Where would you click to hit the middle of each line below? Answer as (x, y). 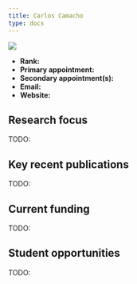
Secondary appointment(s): (67, 78)
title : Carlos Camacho (46, 16)
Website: (35, 95)
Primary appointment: (57, 70)
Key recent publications (68, 164)
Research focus (48, 120)
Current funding (49, 209)
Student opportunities (65, 253)
